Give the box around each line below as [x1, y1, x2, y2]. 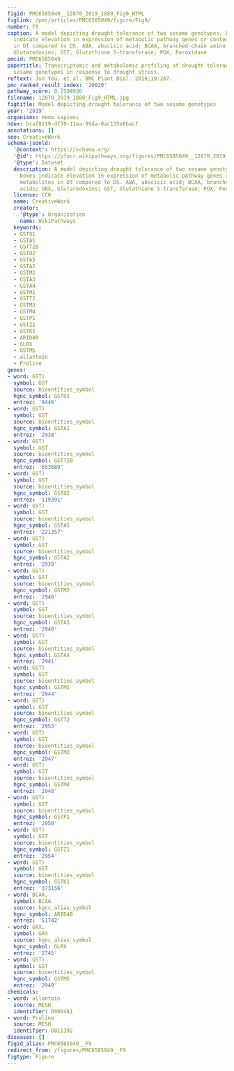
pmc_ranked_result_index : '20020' [7, 82, 108, 88]
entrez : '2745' [13, 949, 58, 957]
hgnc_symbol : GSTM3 [13, 748, 70, 756]
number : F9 [7, 23, 39, 30]
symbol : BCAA [13, 897, 52, 904]
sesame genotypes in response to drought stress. [13, 68, 160, 75]
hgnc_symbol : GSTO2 [13, 489, 70, 497]
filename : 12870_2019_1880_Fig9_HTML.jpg [7, 95, 130, 102]
